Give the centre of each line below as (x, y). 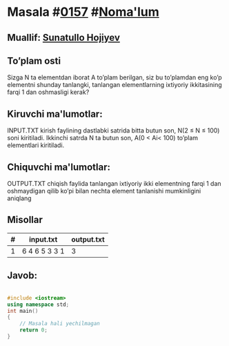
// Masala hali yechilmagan (60, 324)
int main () (23, 311)
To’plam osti (34, 60)
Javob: (22, 276)
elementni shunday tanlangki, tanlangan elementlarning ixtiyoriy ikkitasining (114, 85)
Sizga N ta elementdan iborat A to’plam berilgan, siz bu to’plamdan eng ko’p (114, 77)
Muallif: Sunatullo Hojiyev (64, 38)
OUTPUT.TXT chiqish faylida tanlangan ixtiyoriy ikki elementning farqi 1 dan (114, 184)
